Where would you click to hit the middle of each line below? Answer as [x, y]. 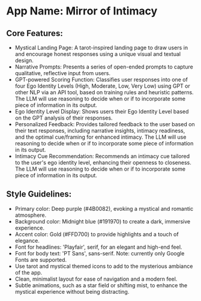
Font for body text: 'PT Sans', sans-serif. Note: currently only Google [100, 253]
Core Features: [34, 33]
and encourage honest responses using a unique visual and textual [98, 54]
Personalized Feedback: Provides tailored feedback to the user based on [105, 124]
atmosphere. [31, 215]
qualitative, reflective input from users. [63, 73]
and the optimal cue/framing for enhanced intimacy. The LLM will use [100, 137]
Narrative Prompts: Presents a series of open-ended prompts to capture [104, 67]
